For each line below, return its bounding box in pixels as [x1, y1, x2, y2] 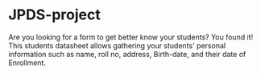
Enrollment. [8, 58, 47, 68]
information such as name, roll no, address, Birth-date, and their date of [8, 49, 246, 59]
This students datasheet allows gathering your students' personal [8, 40, 226, 50]
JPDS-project [8, 6, 101, 24]
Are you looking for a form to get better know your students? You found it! [8, 32, 254, 42]
